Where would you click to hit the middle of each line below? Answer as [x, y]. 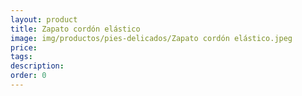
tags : [21, 57]
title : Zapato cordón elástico [75, 29]
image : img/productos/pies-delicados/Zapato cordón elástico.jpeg [151, 38]
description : [37, 66]
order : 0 [28, 76]
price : [24, 47]
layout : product [44, 19]
